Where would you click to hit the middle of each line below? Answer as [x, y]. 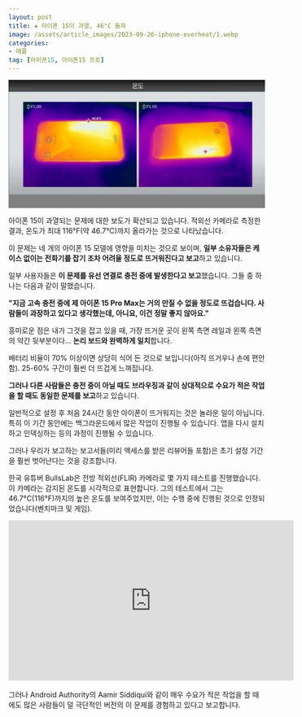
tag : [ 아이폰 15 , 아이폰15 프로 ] [56, 60]
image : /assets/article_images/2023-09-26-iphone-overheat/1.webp [123, 34]
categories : [28, 43]
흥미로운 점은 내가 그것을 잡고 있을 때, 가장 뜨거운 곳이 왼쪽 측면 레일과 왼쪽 [127, 330]
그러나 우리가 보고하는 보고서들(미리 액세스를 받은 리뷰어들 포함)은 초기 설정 [128, 450]
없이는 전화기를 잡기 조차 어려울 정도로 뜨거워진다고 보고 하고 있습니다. [133, 258]
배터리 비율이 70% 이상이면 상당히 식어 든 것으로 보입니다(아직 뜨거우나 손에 [129, 358]
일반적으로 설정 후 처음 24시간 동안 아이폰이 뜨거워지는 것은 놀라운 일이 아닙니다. [136, 413]
